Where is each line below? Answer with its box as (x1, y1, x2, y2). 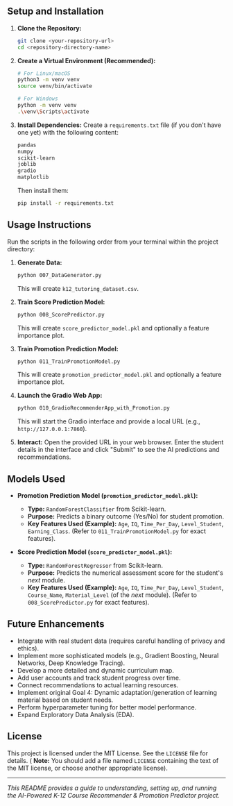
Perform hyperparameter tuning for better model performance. (17, 703, 197, 711)
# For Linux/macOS (17, 69, 71, 77)
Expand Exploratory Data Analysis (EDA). (17, 710, 135, 719)
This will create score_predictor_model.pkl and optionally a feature (17, 324, 209, 332)
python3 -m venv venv (17, 76, 80, 83)
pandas (17, 142, 37, 149)
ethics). (17, 644, 40, 652)
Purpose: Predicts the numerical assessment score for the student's (27, 569, 223, 577)
